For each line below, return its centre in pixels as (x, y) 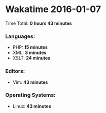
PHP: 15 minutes (30, 47)
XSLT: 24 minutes (31, 58)
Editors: (15, 71)
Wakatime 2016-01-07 (53, 9)
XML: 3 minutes (29, 53)
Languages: (20, 36)
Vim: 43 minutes (30, 82)
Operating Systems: (30, 95)
